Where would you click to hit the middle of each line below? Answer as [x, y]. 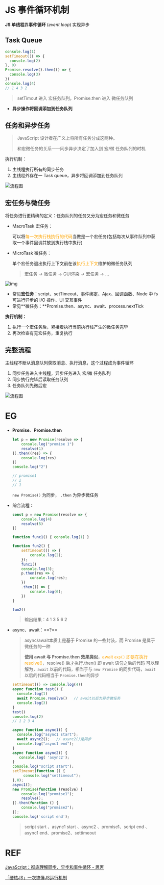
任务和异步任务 [28, 126]
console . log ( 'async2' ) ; [44, 757]
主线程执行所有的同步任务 [38, 169]
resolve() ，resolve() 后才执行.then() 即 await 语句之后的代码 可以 [90, 663]
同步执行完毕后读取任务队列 [40, 379]
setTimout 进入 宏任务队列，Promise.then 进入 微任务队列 [75, 98]
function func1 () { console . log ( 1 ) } [51, 537]
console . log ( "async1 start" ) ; [47, 735]
